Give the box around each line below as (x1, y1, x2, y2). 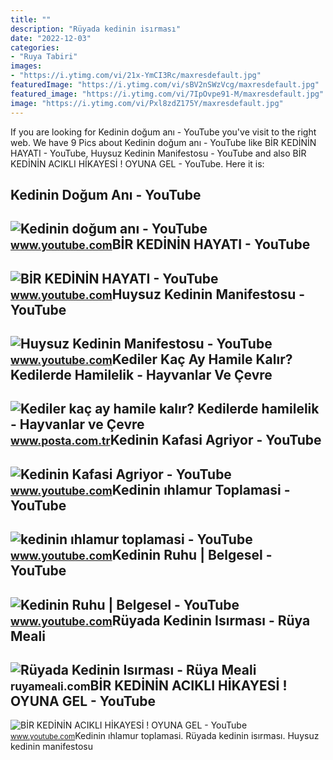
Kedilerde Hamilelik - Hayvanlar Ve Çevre (10, 367, 273, 384)
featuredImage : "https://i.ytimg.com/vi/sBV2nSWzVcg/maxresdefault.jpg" (10, 80, 320, 90)
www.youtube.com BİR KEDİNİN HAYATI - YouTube (10, 236, 311, 253)
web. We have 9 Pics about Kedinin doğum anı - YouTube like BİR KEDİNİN (10, 136, 317, 148)
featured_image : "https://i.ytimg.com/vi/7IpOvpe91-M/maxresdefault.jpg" (10, 89, 325, 99)
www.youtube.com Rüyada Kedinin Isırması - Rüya (10, 612, 311, 629)
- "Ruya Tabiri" (10, 52, 78, 62)
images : (10, 61, 43, 71)
